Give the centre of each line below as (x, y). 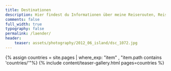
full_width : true (24, 24)
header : (13, 39)
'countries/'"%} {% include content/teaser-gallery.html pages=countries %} (85, 63)
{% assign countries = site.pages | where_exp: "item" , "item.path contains (83, 57)
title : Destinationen (28, 10)
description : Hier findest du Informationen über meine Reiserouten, (81, 15)
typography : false (25, 29)
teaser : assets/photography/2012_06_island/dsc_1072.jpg (76, 43)
